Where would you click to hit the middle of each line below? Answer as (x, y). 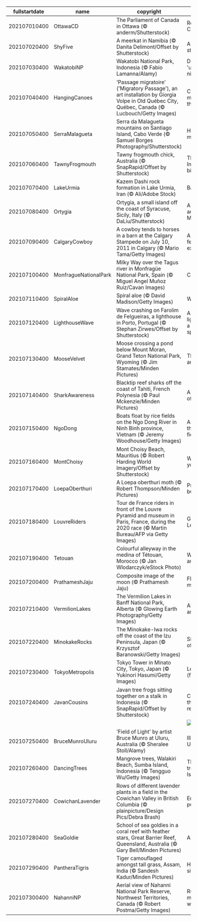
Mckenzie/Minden (138, 401)
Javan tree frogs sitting (144, 690)
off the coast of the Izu (144, 636)
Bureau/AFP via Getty (142, 534)
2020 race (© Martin (142, 528)
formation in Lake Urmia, (146, 188)
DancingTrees (70, 768)
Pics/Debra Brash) (138, 817)
